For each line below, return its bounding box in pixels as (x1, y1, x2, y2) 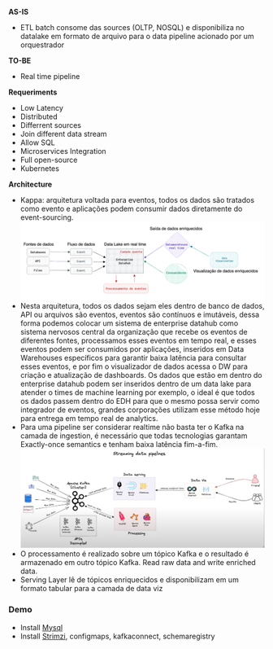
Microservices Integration (19, 147, 107, 156)
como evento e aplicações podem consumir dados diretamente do (19, 204, 243, 213)
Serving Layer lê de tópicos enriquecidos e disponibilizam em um (19, 575, 240, 585)
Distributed (19, 112, 58, 121)
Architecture (8, 179, 53, 189)
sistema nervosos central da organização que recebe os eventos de (19, 327, 248, 336)
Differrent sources (19, 121, 81, 129)
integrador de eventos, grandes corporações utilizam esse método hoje (19, 405, 260, 414)
